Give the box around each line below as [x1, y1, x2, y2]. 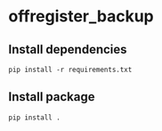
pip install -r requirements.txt [8, 65, 133, 74]
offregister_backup [8, 6, 154, 27]
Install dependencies [8, 42, 127, 57]
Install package [8, 89, 95, 104]
